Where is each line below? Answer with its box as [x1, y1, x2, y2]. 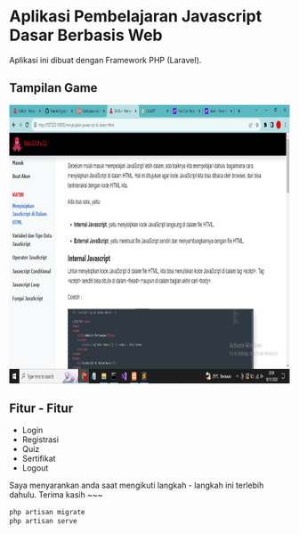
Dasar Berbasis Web [9, 25, 163, 45]
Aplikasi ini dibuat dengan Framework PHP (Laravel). [9, 54, 202, 65]
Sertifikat [21, 453, 56, 464]
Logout [21, 462, 49, 473]
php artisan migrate [9, 507, 86, 516]
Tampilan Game [9, 80, 98, 95]
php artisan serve [9, 516, 77, 525]
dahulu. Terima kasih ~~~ [9, 489, 103, 500]
